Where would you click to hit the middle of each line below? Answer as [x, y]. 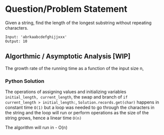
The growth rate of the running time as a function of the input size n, [74, 68]
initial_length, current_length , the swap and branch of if [66, 97]
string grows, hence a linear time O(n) [44, 118]
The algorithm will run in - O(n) [36, 128]
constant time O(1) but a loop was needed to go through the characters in [80, 107]
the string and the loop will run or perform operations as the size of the [77, 113]
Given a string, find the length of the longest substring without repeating [78, 23]
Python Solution [25, 81]
